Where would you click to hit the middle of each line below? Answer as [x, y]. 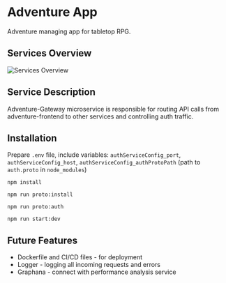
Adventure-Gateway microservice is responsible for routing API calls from [113, 109]
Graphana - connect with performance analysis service [97, 272]
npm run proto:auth [36, 207]
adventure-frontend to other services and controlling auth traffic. [100, 116]
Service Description [51, 92]
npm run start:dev [34, 219]
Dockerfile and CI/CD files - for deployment [80, 257]
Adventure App [52, 12]
